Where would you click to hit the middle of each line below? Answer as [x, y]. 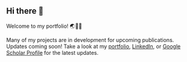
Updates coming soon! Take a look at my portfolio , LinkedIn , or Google [93, 46]
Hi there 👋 [25, 11]
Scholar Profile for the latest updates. [52, 52]
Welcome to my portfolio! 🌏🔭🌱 [44, 26]
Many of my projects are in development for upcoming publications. [90, 40]
